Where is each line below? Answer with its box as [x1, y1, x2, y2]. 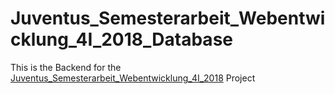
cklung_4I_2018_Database [10, 28, 233, 51]
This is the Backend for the [10, 61, 122, 73]
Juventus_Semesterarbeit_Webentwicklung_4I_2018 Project [10, 72, 256, 84]
